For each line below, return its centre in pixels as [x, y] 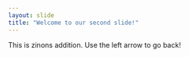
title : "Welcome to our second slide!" [74, 23]
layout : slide [31, 15]
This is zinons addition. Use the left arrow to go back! [94, 45]
